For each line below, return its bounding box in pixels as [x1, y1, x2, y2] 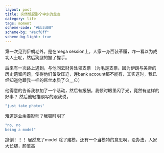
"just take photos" [5, 103, 45, 108]
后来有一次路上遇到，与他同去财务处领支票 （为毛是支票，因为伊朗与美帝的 [5, 65, 157, 71]
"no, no [5, 123, 21, 128]
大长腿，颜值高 [5, 143, 35, 149]
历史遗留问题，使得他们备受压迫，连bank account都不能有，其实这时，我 [5, 71, 153, 77]
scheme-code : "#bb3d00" [5, 25, 54, 30]
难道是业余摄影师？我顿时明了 [5, 113, 65, 119]
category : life [5, 16, 36, 21]
